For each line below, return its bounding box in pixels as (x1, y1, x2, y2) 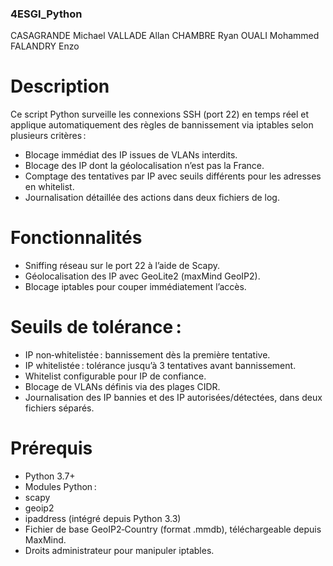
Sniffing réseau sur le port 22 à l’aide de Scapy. (24, 260, 220, 272)
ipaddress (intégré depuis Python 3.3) (24, 513, 182, 525)
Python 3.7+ (24, 470, 76, 482)
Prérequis (10, 437, 93, 460)
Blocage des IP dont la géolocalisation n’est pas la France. (24, 160, 265, 172)
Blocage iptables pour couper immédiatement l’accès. (24, 281, 247, 293)
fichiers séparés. (24, 402, 95, 414)
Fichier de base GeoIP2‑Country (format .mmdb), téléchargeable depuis (24, 523, 322, 536)
